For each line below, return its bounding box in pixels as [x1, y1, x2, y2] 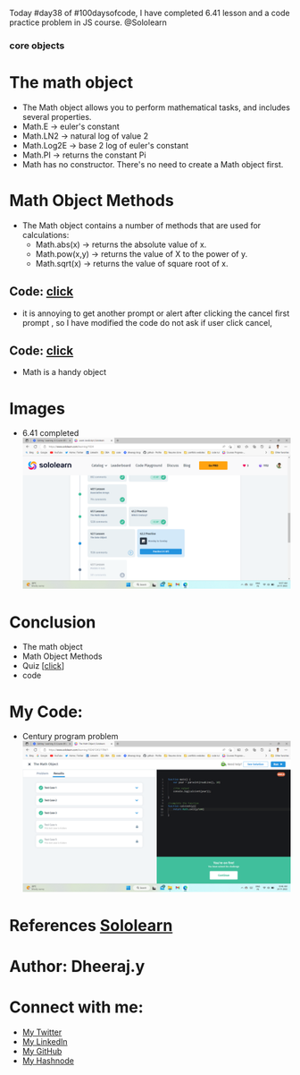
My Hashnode [21, 1055, 74, 1066]
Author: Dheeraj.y [9, 956, 146, 977]
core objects [9, 39, 65, 52]
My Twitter [21, 1027, 62, 1037]
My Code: [9, 702, 83, 721]
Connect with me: [9, 997, 145, 1018]
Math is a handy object [21, 367, 107, 378]
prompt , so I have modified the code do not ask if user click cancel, [21, 317, 272, 328]
